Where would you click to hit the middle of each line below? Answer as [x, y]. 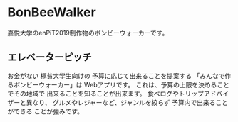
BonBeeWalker [52, 12]
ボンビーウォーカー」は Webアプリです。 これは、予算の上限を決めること [121, 84]
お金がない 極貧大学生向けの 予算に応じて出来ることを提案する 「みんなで [116, 76]
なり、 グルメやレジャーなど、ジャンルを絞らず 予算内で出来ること [130, 102]
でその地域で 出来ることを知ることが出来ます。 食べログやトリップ [106, 94]
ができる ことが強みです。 [46, 111]
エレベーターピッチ [50, 57]
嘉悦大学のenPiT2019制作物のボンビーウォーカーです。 [88, 33]
